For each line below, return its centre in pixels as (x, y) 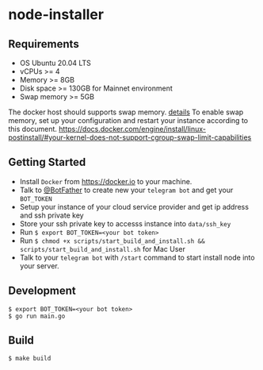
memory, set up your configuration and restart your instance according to (128, 120)
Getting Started (47, 162)
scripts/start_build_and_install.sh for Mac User (103, 249)
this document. (33, 129)
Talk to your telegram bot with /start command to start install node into (137, 257)
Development (42, 291)
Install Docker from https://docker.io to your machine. (106, 181)
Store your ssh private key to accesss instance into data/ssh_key (125, 223)
